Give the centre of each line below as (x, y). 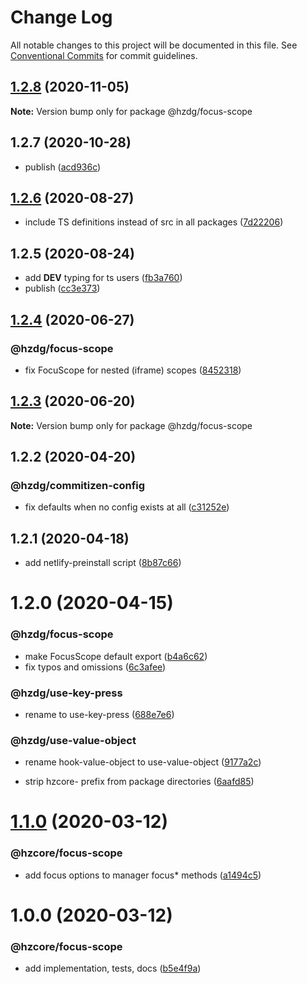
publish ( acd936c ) (63, 167)
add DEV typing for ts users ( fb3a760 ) (103, 278)
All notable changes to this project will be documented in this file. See (154, 45)
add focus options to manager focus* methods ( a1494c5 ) (143, 875)
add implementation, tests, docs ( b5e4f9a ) (113, 968)
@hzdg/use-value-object (73, 740)
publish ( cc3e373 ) (62, 288)
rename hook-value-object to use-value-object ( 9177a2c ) (143, 762)
